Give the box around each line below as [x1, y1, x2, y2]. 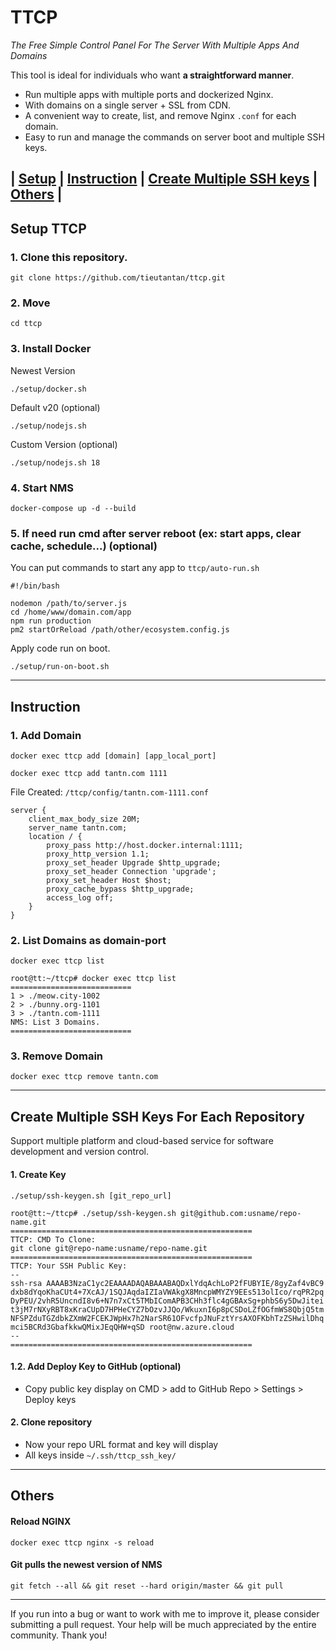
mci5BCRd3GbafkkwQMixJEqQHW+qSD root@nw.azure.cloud [10, 1322, 235, 1332]
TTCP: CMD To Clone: [10, 1234, 97, 1245]
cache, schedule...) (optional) [10, 539, 158, 553]
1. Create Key [10, 1168, 67, 1180]
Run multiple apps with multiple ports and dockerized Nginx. [24, 88, 274, 100]
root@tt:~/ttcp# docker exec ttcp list [10, 974, 177, 984]
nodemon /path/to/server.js [10, 599, 128, 609]
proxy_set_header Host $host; [46, 875, 172, 885]
